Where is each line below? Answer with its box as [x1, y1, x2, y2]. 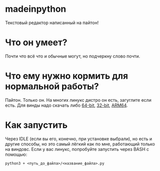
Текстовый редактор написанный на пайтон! [5, 20, 99, 26]
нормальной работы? [5, 81, 99, 92]
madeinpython [5, 3, 66, 15]
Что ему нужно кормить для [5, 70, 128, 82]
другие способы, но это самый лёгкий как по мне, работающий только [5, 141, 155, 147]
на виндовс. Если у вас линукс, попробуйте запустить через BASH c [5, 146, 149, 152]
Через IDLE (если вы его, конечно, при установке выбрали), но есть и [5, 136, 153, 142]
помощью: [5, 151, 28, 157]
